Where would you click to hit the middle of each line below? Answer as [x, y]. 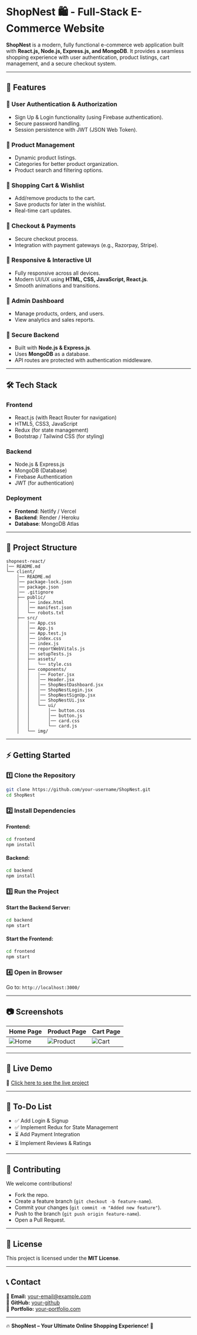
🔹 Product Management [40, 145]
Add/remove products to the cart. [55, 198]
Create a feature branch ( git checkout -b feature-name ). [84, 1201]
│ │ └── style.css [44, 664]
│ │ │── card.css [48, 721]
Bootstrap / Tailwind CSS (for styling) [59, 436]
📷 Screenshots [35, 1012]
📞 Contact [23, 1282]
